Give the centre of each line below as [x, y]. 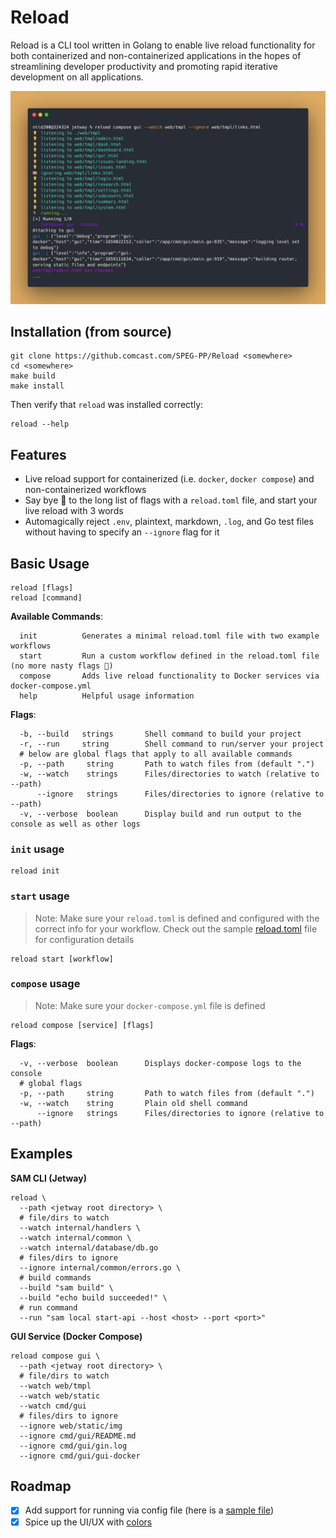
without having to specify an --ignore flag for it [122, 532]
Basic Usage [50, 563]
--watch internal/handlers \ [80, 1227]
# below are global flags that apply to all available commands [156, 754]
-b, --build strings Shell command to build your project [160, 734]
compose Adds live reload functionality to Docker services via [169, 676]
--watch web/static [60, 1396]
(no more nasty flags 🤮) [62, 666]
